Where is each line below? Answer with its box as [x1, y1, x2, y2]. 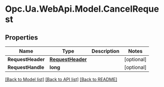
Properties [5, 33, 38, 42]
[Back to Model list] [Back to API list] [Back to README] [5, 77, 117, 82]
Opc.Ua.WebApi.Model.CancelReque [5, 3, 159, 15]
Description [91, 48, 120, 54]
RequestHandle [7, 64, 45, 70]
